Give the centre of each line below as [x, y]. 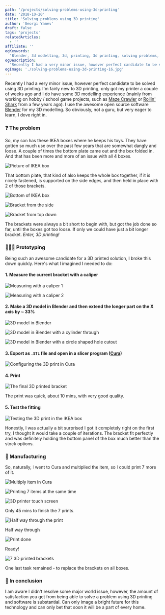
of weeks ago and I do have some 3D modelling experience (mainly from [79, 94]
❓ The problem [23, 128]
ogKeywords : [17, 51]
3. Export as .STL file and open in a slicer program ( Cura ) [64, 353]
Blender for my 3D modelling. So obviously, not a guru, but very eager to [79, 110]
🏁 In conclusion [24, 580]
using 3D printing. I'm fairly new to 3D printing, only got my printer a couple [82, 89]
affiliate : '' [20, 46]
